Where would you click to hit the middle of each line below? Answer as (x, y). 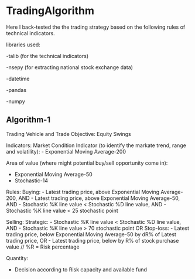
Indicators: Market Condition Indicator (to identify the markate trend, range (96, 145)
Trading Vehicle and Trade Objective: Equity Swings (69, 134)
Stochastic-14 (31, 181)
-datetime (18, 79)
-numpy (16, 101)
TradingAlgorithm (50, 11)
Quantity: (17, 258)
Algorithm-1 (28, 120)
